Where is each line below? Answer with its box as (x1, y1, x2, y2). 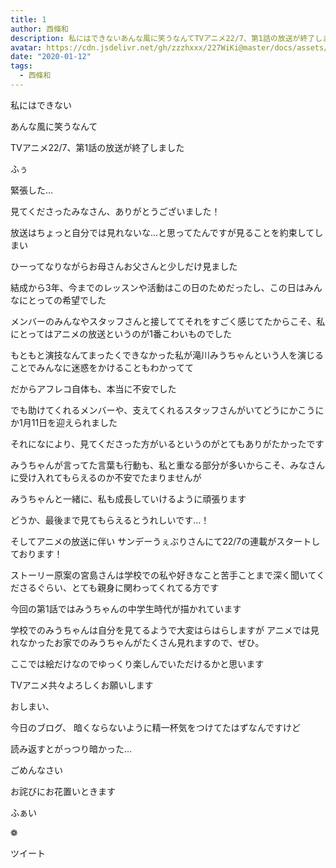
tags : (10, 61, 33, 71)
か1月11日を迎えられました (10, 416, 118, 428)
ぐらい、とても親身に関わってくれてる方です (36, 581, 220, 593)
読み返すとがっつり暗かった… (10, 742, 133, 755)
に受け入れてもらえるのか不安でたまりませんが (10, 471, 202, 483)
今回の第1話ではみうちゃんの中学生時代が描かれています (10, 602, 242, 615)
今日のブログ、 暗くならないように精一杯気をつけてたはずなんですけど (10, 721, 301, 733)
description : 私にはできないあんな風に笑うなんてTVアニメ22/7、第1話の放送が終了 (10, 33, 316, 43)
